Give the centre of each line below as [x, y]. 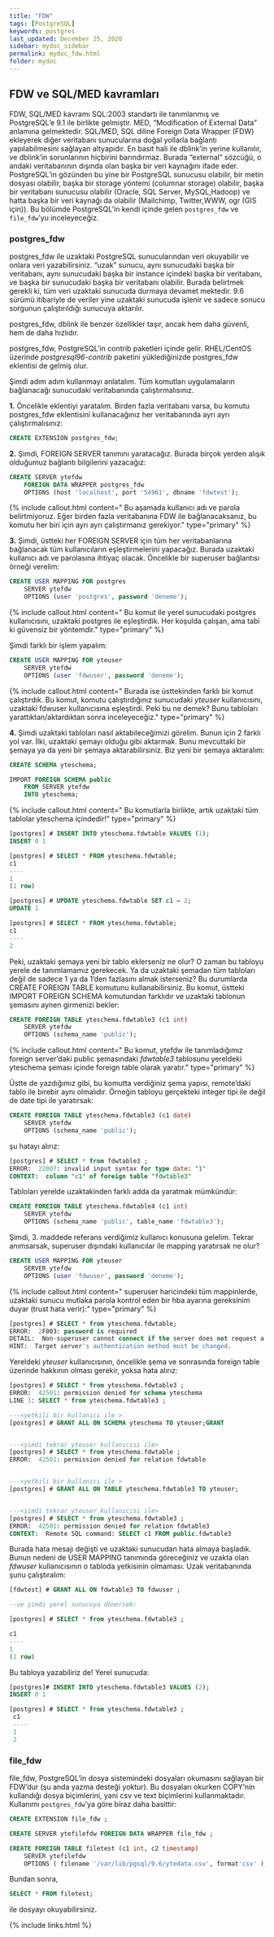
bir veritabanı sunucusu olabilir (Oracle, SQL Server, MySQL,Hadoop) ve [130, 191]
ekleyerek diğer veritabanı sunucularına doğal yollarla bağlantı [113, 140]
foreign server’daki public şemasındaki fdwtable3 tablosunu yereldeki [126, 1059]
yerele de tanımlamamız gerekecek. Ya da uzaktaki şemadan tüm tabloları [132, 970]
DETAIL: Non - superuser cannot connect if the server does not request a [137, 1339]
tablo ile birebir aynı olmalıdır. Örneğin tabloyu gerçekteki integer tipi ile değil [137, 1092]
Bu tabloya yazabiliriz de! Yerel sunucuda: [79, 1672]
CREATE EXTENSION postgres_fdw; [64, 438]
